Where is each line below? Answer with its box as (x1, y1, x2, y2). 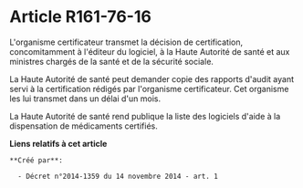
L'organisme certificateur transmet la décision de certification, (9, 37, 244, 47)
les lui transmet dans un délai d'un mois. (9, 93, 162, 104)
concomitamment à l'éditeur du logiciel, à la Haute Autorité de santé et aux (9, 46, 290, 57)
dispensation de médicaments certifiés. (9, 120, 158, 131)
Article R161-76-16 (9, 6, 152, 27)
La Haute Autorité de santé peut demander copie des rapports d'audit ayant (9, 73, 295, 84)
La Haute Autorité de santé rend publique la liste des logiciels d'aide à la (9, 110, 281, 121)
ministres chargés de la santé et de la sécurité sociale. (9, 56, 214, 67)
